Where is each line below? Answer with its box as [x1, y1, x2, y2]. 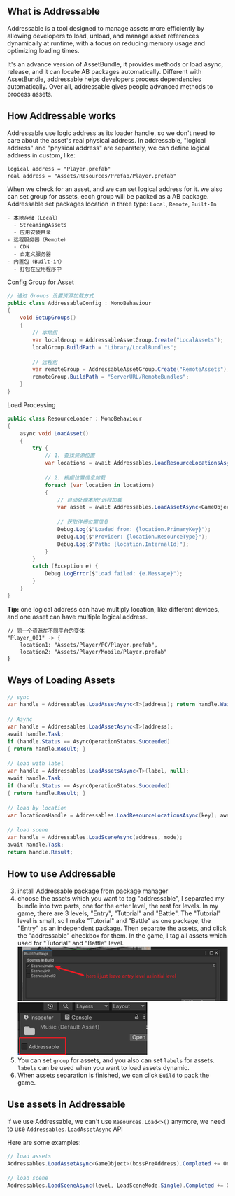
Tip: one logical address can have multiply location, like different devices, [7, 605, 220, 613]
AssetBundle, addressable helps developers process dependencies [7, 75, 201, 83]
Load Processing [7, 400, 56, 409]
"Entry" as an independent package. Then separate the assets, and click [17, 924, 227, 932]
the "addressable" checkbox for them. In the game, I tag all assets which [17, 931, 227, 940]
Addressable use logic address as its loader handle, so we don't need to [7, 129, 215, 137]
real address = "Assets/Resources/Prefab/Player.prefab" [7, 172, 177, 179]
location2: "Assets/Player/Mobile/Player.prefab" [20, 648, 168, 655]
